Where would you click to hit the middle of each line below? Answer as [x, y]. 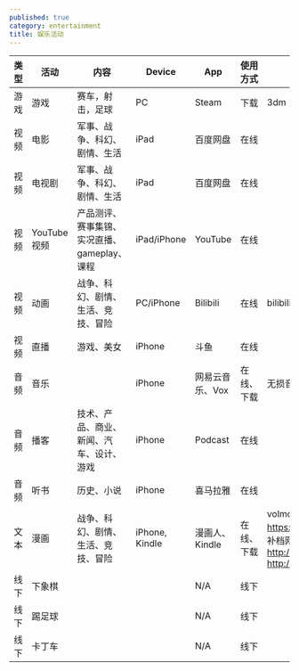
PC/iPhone [158, 303]
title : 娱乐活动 [36, 34]
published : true [39, 17]
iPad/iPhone [161, 240]
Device [161, 72]
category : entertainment [55, 26]
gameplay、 [102, 253]
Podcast [212, 440]
